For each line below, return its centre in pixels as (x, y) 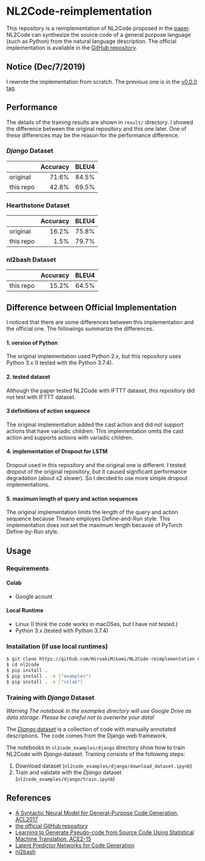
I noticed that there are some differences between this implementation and (100, 322)
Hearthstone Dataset (38, 205)
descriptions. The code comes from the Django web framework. (87, 736)
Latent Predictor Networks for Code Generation (75, 845)
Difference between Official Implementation (92, 307)
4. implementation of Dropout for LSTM (57, 451)
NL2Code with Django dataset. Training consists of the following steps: (96, 754)
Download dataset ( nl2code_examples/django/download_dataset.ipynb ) (103, 766)
